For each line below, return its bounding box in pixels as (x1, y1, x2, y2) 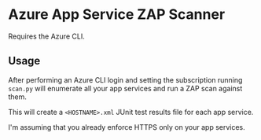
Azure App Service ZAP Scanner (8, 6, 226, 24)
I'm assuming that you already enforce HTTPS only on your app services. (8, 122, 245, 131)
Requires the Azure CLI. (8, 31, 85, 41)
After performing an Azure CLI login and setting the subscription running (8, 75, 243, 84)
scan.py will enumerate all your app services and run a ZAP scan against (8, 83, 243, 93)
